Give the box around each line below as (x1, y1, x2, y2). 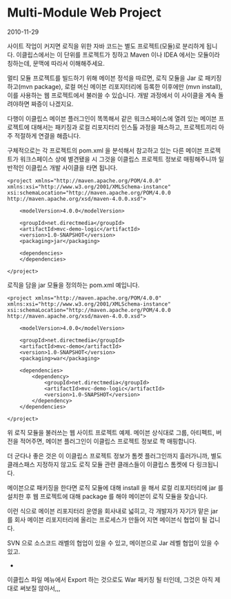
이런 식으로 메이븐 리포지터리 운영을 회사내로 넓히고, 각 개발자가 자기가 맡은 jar (7, 507, 219, 515)
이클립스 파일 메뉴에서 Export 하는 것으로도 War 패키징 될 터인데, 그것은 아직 (7, 575, 214, 584)
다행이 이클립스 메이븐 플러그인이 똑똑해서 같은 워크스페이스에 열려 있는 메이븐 (7, 114, 217, 122)
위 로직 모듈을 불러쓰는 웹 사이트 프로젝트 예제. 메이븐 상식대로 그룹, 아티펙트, (7, 428, 215, 436)
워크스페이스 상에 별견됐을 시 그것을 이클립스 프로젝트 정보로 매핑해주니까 (19, 155, 217, 163)
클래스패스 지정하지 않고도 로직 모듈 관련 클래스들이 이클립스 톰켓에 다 (7, 460, 195, 469)
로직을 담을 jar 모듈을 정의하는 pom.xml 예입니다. (7, 281, 140, 289)
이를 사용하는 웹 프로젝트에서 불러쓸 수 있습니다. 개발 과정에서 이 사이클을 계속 (7, 91, 217, 99)
